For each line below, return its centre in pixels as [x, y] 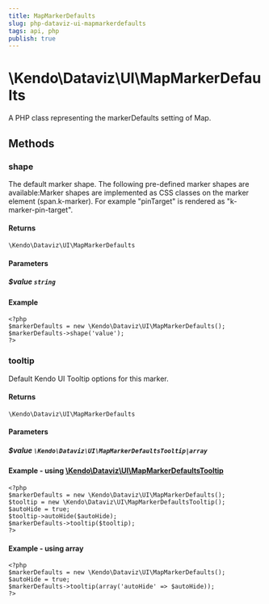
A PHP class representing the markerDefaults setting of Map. [110, 118]
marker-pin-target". [41, 209]
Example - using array [46, 548]
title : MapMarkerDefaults [52, 16]
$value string [32, 282]
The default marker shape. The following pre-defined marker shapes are [129, 184]
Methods [32, 144]
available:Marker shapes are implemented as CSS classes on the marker [128, 192]
